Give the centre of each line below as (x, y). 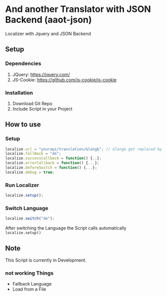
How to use (23, 125)
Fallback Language (32, 284)
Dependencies (23, 63)
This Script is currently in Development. (46, 260)
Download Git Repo (32, 103)
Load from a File (29, 289)
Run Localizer (22, 185)
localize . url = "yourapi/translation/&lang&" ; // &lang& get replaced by (84, 149)
